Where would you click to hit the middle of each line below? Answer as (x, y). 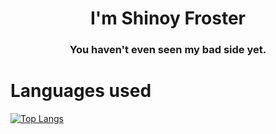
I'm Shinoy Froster (168, 18)
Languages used (81, 91)
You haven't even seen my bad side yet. (168, 50)
